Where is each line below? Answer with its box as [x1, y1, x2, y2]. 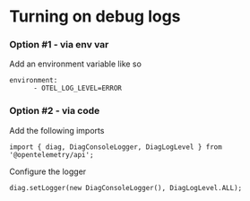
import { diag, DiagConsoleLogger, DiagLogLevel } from [9, 142, 222, 152]
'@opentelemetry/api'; [9, 150, 94, 159]
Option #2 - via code [9, 105, 100, 118]
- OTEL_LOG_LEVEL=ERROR [32, 83, 123, 93]
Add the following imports [9, 125, 105, 135]
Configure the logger [9, 166, 87, 177]
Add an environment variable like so [9, 58, 142, 69]
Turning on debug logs [9, 6, 181, 27]
